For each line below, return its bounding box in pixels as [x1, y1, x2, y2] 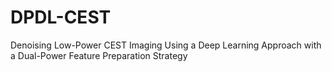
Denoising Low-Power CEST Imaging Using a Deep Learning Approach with [10, 39, 322, 51]
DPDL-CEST [10, 6, 112, 29]
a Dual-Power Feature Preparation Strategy [10, 49, 188, 61]
